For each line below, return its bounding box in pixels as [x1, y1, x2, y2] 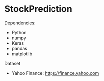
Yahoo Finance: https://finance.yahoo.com [11, 70, 99, 76]
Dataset [4, 60, 21, 66]
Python [11, 29, 27, 35]
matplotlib [11, 51, 33, 57]
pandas [11, 45, 28, 51]
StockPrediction [4, 3, 72, 15]
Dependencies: [4, 20, 36, 26]
